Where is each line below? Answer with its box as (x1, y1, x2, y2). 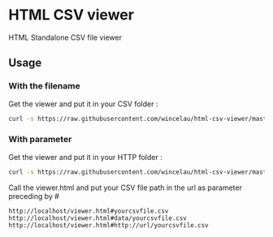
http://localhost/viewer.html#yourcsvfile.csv (8, 207, 169, 215)
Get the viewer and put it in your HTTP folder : (8, 152, 162, 162)
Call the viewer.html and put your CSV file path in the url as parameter (8, 183, 242, 192)
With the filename (8, 80, 80, 92)
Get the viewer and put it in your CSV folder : (8, 99, 158, 109)
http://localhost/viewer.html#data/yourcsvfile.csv (8, 213, 187, 222)
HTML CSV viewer (8, 6, 134, 24)
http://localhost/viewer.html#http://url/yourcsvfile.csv (8, 221, 209, 229)
